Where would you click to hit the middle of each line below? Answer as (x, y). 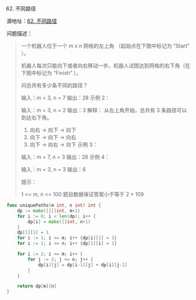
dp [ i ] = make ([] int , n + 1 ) (59, 222)
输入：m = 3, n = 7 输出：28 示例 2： (66, 98)
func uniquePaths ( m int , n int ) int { (54, 205)
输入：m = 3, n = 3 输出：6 (54, 169)
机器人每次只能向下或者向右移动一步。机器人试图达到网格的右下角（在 (106, 65)
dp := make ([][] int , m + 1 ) (49, 211)
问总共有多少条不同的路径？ (54, 85)
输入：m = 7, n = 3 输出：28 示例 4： (65, 157)
